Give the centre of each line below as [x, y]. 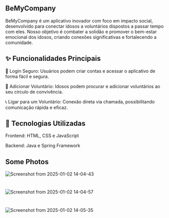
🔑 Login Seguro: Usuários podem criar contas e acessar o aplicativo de [80, 71]
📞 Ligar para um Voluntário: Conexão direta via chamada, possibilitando [80, 101]
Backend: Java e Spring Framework [43, 146]
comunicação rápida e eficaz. [37, 107]
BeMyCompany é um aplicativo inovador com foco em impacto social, [79, 20]
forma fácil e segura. [27, 76]
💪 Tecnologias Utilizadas [45, 124]
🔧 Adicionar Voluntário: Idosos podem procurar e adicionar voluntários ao [83, 86]
